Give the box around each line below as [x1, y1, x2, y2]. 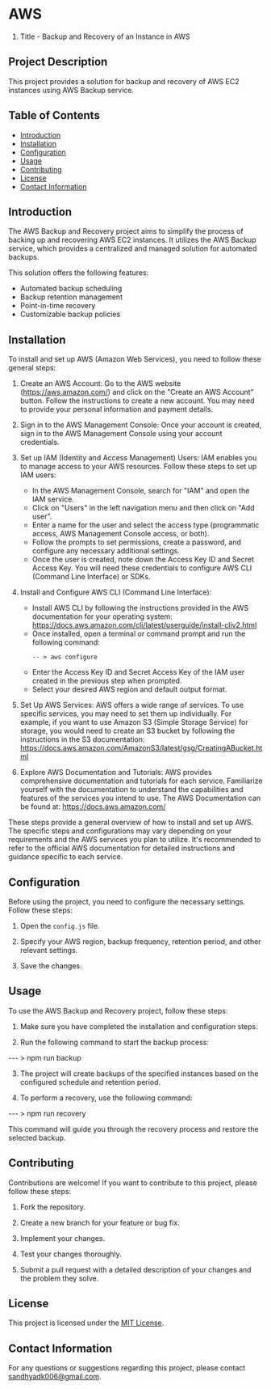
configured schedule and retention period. [19, 1077, 161, 1086]
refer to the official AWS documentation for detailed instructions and [8, 843, 236, 853]
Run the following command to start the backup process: [19, 1037, 210, 1047]
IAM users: [19, 470, 56, 480]
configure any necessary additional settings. [31, 546, 180, 556]
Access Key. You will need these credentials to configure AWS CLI [31, 563, 252, 573]
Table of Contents [8, 108, 101, 122]
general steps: [8, 363, 56, 373]
